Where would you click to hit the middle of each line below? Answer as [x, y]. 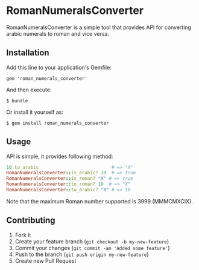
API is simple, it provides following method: [60, 156]
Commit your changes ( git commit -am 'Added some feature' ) [92, 248]
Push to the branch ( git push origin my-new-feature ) [82, 254]
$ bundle [17, 100]
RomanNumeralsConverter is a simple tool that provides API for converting [99, 27]
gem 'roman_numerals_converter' [47, 78]
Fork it [23, 235]
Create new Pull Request [46, 260]
